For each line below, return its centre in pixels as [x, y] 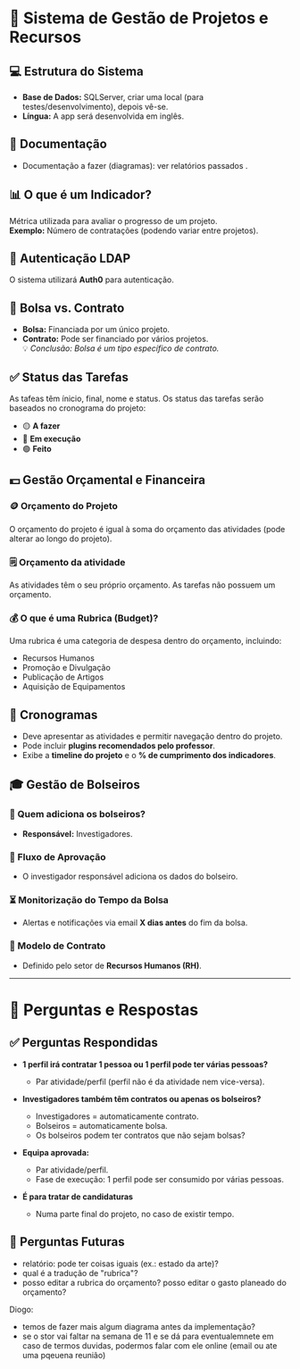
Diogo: [21, 1309]
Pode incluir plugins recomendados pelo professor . [119, 746]
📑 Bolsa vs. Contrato [67, 308]
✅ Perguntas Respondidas [83, 1043]
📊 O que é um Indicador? [80, 195]
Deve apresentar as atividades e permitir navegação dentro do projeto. [152, 737]
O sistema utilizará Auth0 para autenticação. [92, 280]
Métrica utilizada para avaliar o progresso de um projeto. [113, 221]
